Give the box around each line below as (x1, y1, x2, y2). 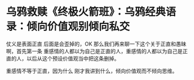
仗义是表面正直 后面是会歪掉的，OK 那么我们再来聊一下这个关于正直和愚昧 (6, 40, 186, 47)
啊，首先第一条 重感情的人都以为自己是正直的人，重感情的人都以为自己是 (6, 47, 183, 54)
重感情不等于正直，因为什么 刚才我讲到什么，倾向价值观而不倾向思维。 (6, 67, 178, 74)
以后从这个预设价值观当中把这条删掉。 (26, 55, 119, 62)
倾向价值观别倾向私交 (26, 20, 131, 33)
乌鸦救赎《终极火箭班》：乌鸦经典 (6, 5, 166, 19)
